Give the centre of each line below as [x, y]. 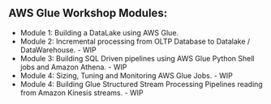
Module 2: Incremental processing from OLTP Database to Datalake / [135, 41]
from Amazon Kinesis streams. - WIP [82, 93]
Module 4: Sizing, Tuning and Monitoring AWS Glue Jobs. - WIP [127, 75]
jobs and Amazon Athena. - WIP [73, 67]
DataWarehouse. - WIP [58, 50]
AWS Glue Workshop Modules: [88, 13]
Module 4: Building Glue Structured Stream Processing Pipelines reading [142, 84]
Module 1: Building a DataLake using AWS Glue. [99, 32]
